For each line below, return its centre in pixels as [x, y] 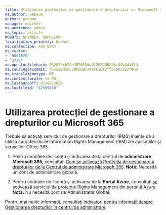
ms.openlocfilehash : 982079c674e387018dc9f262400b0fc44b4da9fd [72, 65]
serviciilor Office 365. [27, 147]
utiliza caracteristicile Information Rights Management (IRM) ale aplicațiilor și [83, 142]
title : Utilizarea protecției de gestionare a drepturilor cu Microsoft [82, 10]
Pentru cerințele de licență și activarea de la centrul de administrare [82, 157]
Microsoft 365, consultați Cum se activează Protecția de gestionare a [83, 162]
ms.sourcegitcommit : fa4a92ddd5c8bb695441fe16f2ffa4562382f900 [72, 70]
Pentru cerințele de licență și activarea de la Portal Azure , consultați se [85, 182]
